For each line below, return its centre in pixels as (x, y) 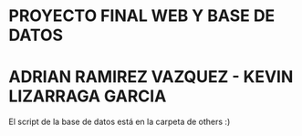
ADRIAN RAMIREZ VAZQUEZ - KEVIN (151, 77)
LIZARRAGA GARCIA (88, 96)
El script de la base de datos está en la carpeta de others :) (120, 122)
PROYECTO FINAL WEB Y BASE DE (142, 16)
